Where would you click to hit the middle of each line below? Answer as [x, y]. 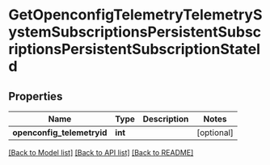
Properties [36, 96]
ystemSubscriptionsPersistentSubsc [135, 32]
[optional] [215, 133]
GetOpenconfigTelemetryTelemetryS [135, 15]
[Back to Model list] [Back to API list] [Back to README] [101, 152]
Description [166, 119]
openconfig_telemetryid [60, 133]
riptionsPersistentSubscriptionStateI [135, 49]
